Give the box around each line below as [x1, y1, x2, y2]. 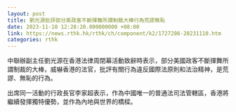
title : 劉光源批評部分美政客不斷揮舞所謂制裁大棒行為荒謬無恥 [7, 17, 166, 24]
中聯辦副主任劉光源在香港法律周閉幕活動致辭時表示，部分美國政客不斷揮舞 [7, 57, 223, 65]
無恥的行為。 [19, 74, 57, 83]
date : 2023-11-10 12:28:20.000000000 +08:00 [7, 23, 140, 30]
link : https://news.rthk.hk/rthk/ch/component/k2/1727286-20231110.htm [7, 29, 221, 37]
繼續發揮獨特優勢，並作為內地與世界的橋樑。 [7, 97, 137, 106]
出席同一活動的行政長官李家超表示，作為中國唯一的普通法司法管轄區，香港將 [7, 89, 229, 97]
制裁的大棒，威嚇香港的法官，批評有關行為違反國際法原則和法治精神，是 [13, 65, 223, 73]
